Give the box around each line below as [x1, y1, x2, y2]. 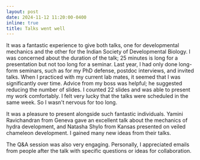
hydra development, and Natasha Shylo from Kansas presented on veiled [6, 123, 186, 130]
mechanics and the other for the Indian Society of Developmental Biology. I [6, 48, 191, 56]
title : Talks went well [6, 25, 66, 32]
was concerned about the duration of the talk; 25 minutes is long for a [6, 54, 178, 61]
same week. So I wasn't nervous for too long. [6, 99, 118, 106]
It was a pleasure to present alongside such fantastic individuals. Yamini [6, 110, 183, 118]
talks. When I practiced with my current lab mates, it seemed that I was [6, 73, 181, 81]
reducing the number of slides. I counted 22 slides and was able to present [6, 86, 190, 93]
